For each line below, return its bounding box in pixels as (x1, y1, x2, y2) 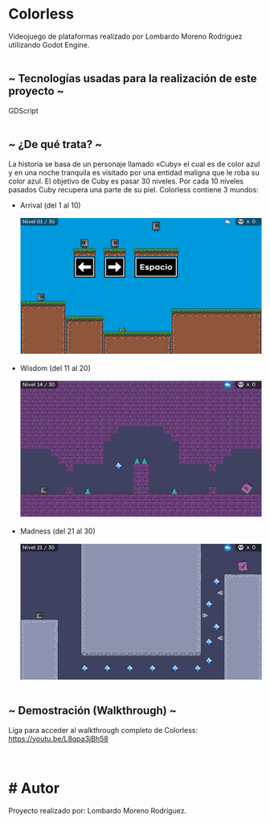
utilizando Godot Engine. (8, 39, 90, 49)
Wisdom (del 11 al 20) (19, 363, 91, 372)
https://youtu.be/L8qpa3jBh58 (8, 734, 108, 743)
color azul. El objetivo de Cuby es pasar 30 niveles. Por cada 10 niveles (8, 176, 243, 186)
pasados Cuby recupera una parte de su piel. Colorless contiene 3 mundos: (8, 184, 259, 194)
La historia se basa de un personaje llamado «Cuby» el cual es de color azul (8, 158, 260, 169)
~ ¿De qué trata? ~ (8, 138, 103, 151)
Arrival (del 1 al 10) (19, 200, 82, 210)
